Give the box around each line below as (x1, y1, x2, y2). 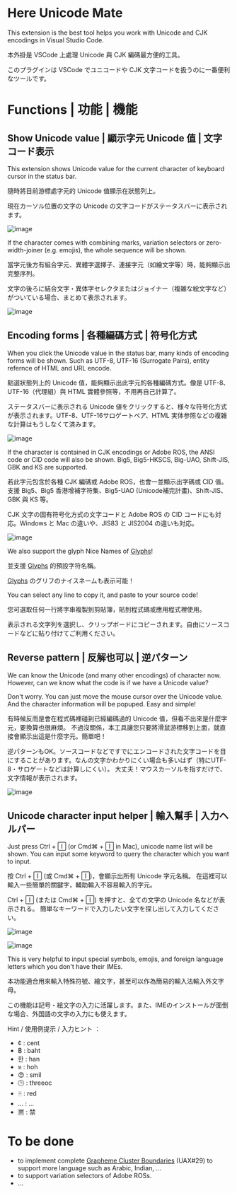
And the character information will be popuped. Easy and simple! (7, 699, 197, 708)
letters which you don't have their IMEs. (7, 962, 123, 971)
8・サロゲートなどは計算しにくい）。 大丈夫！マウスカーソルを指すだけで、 (7, 764, 226, 773)
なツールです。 (7, 74, 51, 83)
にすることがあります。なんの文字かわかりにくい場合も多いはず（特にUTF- (7, 755, 226, 764)
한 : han (17, 1055, 40, 1064)
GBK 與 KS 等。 (7, 495, 53, 504)
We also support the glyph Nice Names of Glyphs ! (7, 547, 154, 555)
